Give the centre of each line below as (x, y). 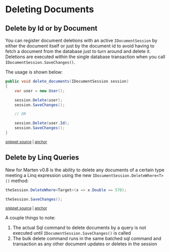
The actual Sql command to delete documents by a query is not (79, 228)
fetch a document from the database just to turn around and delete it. (78, 51)
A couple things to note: (30, 218)
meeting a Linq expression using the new (48, 175)
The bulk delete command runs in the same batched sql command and (87, 239)
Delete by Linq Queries (42, 157)
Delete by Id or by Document (52, 28)
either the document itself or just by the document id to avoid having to (80, 46)
